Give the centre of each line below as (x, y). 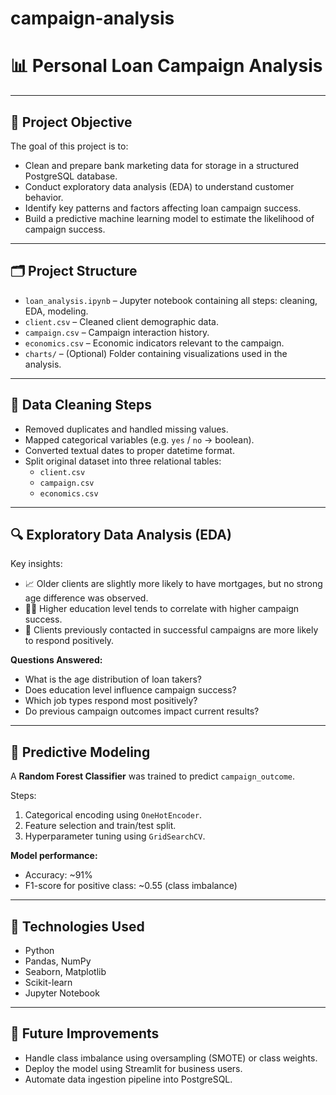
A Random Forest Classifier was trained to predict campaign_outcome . (152, 776)
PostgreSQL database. (71, 176)
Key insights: (36, 564)
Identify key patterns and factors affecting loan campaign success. (163, 208)
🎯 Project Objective (71, 122)
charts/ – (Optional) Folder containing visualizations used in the (156, 353)
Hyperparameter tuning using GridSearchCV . (115, 836)
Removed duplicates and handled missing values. (126, 429)
